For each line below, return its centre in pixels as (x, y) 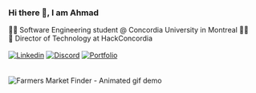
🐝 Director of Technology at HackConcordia (81, 38)
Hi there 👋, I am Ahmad (53, 13)
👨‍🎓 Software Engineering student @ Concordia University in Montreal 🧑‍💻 (128, 30)
